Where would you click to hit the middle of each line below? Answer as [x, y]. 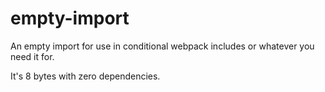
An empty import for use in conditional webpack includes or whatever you [162, 46]
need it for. [32, 56]
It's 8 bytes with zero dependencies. [85, 76]
